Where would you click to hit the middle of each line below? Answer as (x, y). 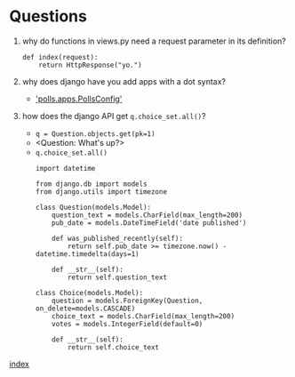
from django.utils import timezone (101, 192)
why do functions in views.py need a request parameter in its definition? (154, 41)
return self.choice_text (113, 347)
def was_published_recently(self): (118, 238)
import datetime (65, 168)
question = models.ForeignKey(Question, (128, 301)
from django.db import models (92, 184)
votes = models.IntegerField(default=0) (128, 324)
